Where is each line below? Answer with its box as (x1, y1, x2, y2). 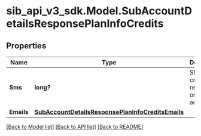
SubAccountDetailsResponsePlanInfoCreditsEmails (34, 108, 184, 116)
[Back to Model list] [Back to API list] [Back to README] (6, 123, 144, 130)
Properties (6, 41, 47, 51)
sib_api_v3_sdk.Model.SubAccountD (6, 4, 193, 18)
